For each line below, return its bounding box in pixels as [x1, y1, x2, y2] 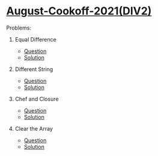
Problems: [6, 24, 32, 31]
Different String [14, 65, 53, 73]
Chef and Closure [14, 95, 59, 102]
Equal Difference [14, 36, 56, 43]
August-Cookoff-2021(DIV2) [6, 4, 152, 18]
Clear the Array [14, 125, 53, 132]
